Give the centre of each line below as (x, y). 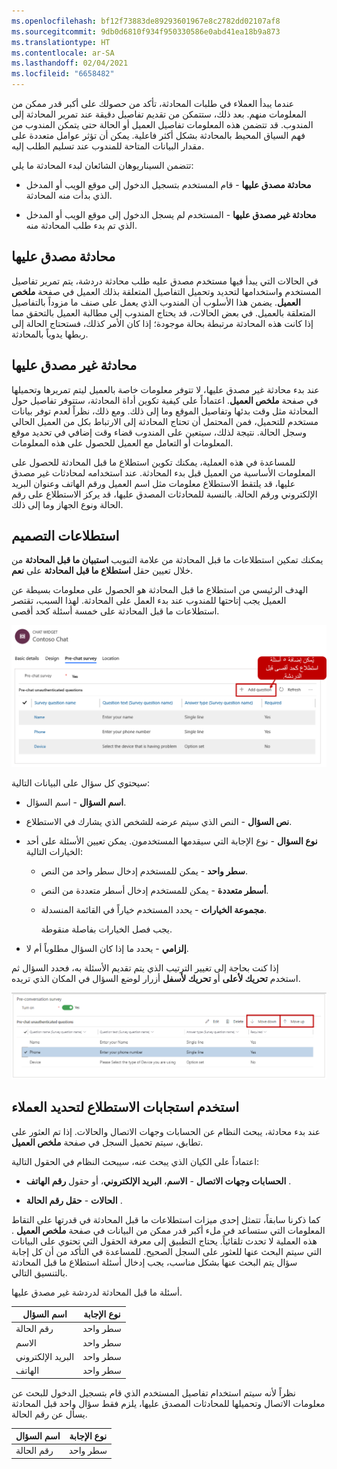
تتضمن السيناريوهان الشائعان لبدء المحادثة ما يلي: (102, 165)
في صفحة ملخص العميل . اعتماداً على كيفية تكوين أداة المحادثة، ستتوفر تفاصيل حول (165, 400)
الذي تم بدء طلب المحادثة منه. (81, 225)
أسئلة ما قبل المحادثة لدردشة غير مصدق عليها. (97, 1292)
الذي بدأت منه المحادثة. (69, 195)
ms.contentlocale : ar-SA (63, 53)
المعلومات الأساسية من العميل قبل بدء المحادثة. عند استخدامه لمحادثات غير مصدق (163, 472)
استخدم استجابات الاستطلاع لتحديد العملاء (125, 1107)
